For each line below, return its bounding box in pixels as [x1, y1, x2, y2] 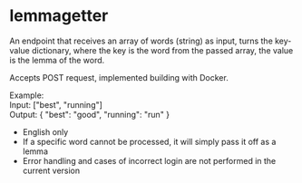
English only [22, 126, 69, 137]
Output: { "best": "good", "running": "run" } [9, 109, 170, 120]
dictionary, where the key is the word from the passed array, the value [31, 44, 294, 55]
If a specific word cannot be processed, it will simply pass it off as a [22, 136, 277, 147]
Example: [9, 90, 44, 101]
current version [22, 165, 81, 176]
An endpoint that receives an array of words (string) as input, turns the [9, 35, 274, 46]
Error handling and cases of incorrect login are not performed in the [22, 155, 277, 166]
